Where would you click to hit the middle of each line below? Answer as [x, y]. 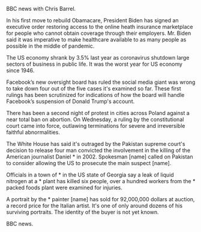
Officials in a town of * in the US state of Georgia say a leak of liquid [90, 175]
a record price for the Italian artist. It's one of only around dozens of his [94, 205]
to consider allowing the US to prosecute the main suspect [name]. [89, 163]
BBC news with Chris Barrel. [41, 9]
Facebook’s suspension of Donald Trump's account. [70, 101]
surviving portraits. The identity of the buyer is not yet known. [82, 212]
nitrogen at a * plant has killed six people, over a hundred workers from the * [101, 181]
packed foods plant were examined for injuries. [64, 187]
